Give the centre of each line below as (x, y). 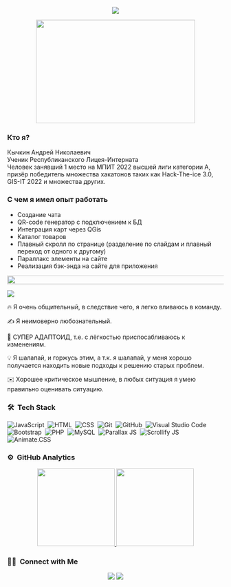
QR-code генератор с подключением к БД (79, 222)
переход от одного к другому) (62, 251)
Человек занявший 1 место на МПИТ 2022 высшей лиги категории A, (109, 167)
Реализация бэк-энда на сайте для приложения (87, 266)
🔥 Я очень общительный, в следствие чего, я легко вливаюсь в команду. (114, 307)
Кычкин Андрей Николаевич (49, 152)
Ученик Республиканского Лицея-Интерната (73, 160)
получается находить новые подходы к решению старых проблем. (106, 365)
